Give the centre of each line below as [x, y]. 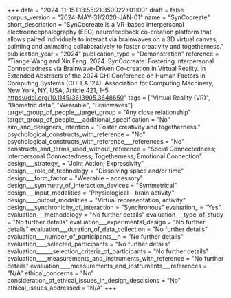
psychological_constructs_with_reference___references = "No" [96, 141]
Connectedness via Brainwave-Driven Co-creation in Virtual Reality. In [107, 68]
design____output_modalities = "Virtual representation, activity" [97, 200]
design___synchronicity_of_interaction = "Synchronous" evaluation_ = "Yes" [114, 207]
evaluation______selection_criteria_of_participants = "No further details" [108, 251]
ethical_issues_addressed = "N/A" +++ [62, 288]
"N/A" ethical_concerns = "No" [51, 273]
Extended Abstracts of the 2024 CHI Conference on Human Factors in [106, 76]
